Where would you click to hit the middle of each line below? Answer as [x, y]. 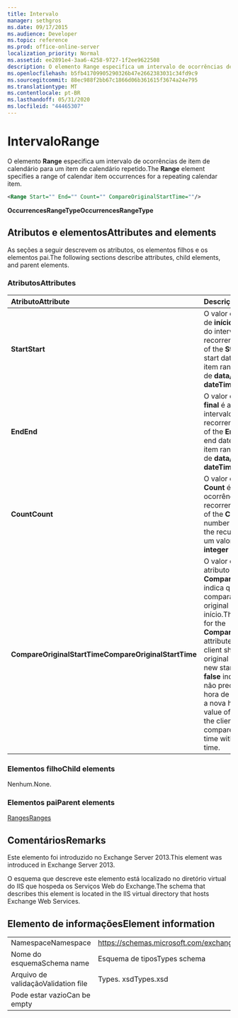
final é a [217, 405]
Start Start [28, 349]
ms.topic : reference [38, 40]
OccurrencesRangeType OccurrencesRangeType [80, 210]
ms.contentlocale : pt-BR [44, 93]
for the [215, 623]
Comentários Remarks [57, 840]
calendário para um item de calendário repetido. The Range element [106, 168]
